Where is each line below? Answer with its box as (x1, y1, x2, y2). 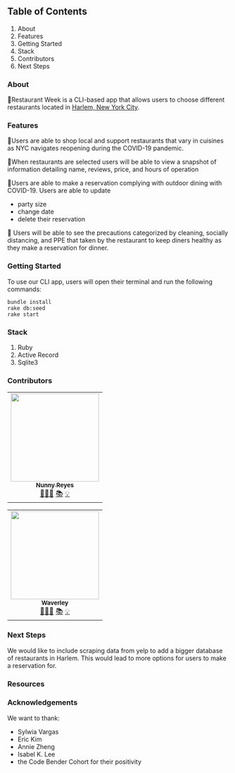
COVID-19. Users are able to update (7, 186, 111, 195)
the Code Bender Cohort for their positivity (17, 757, 142, 766)
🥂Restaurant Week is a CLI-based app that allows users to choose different (7, 95, 225, 104)
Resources (7, 678, 45, 688)
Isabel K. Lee (17, 750, 56, 758)
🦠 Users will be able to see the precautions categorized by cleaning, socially (7, 229, 229, 237)
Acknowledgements (7, 698, 78, 707)
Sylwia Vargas (17, 727, 59, 736)
